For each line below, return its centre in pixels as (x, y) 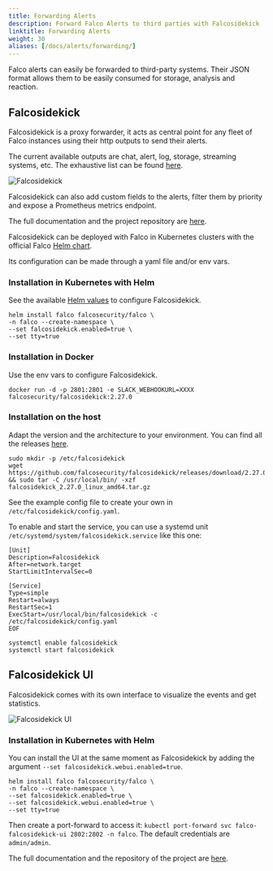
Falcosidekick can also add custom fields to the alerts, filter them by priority (135, 196)
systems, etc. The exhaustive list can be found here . (96, 165)
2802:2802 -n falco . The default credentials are (150, 834)
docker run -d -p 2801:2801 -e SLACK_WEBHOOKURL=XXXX (102, 389)
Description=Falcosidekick (54, 557)
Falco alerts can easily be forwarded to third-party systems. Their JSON (129, 69)
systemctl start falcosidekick (61, 650)
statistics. (24, 703)
